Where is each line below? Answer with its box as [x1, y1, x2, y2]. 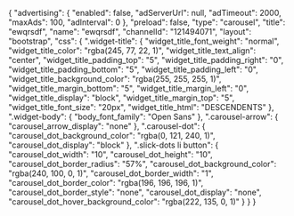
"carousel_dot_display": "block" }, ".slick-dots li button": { [8, 140, 219, 150]
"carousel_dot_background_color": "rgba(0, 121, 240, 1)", [8, 131, 216, 140]
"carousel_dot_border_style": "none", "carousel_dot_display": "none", [8, 187, 262, 197]
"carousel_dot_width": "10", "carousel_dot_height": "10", [8, 149, 213, 159]
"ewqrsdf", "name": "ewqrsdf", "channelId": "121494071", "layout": [8, 27, 251, 36]
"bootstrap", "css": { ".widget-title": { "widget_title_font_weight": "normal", [8, 36, 280, 46]
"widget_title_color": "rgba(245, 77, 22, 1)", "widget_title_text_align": [8, 45, 257, 56]
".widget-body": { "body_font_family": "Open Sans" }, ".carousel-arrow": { [8, 111, 279, 122]
